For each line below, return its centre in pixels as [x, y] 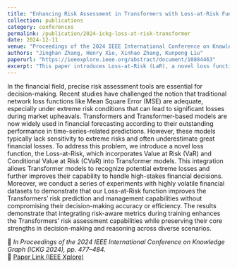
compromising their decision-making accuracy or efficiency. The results [112, 205]
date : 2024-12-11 [33, 40]
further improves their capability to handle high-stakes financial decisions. [115, 176]
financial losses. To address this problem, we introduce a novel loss [105, 146]
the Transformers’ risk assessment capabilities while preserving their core [115, 221]
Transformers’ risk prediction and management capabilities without [105, 198]
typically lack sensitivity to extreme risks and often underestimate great [111, 139]
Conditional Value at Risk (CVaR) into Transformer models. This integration [115, 161]
